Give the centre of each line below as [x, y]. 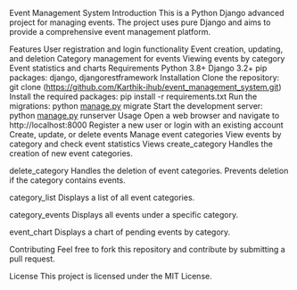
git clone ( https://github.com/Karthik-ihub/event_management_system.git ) [146, 87]
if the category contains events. [68, 180]
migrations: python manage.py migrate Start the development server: [136, 106]
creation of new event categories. [71, 153]
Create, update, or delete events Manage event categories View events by [145, 134]
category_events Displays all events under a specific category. [124, 215]
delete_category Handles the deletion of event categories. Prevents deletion [149, 170]
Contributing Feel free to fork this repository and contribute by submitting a [147, 249]
